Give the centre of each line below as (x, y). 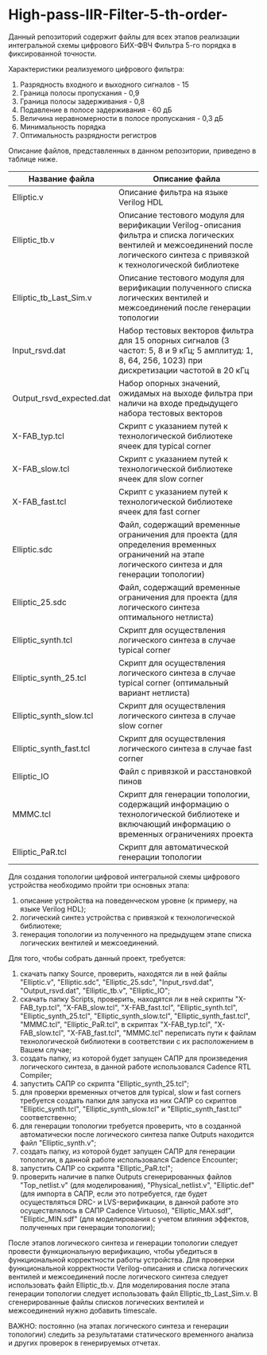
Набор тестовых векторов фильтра (186, 330)
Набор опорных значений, (169, 383)
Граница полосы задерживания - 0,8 (82, 101)
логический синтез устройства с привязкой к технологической (127, 917)
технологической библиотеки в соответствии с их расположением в (137, 1041)
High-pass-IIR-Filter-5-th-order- (118, 15)
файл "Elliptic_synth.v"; (58, 1142)
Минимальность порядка (62, 127)
